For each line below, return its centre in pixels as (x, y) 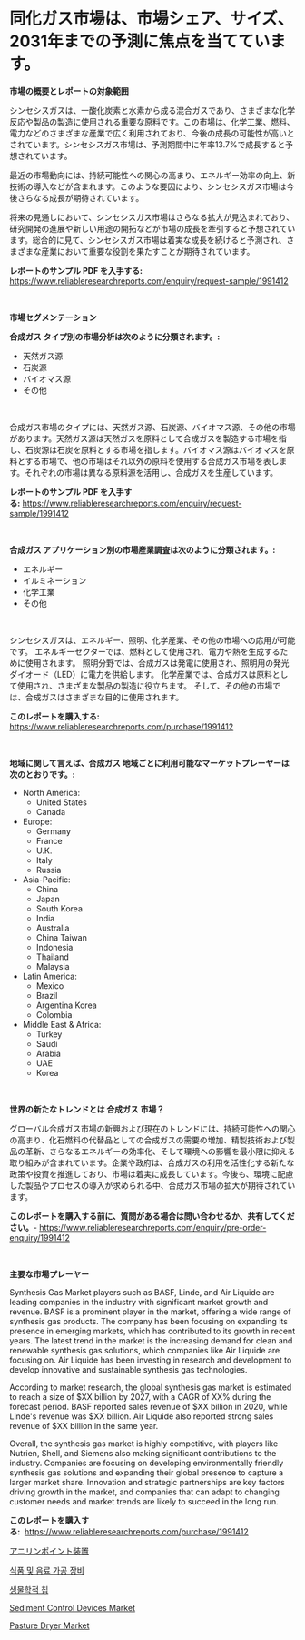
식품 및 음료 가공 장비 (47, 1570)
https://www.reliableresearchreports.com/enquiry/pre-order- (153, 1227)
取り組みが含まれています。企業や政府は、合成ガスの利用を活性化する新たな (152, 1162)
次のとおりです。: (42, 774)
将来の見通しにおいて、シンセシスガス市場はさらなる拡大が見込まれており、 (152, 217)
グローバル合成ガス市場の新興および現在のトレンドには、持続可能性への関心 (152, 1128)
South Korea (59, 908)
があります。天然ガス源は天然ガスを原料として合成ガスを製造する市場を (144, 438)
